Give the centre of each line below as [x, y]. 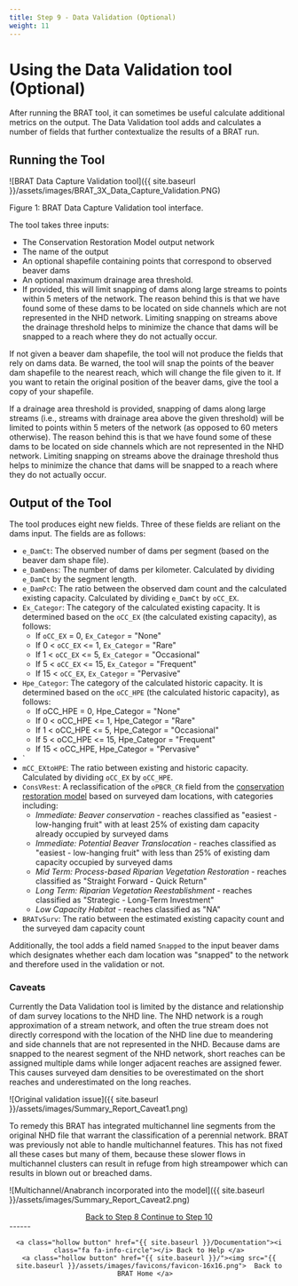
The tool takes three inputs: [59, 225]
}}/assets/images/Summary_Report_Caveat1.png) [99, 1109]
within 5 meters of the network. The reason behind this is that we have [151, 299]
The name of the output [65, 252]
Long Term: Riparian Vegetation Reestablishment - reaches [144, 891]
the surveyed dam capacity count [83, 928]
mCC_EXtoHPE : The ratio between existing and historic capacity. [135, 768]
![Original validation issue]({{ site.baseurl [84, 1099]
